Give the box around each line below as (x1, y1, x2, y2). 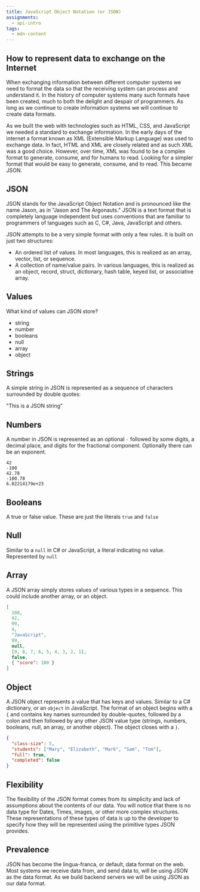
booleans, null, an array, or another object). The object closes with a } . (6, 723, 180, 731)
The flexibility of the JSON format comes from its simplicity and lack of (6, 795, 180, 803)
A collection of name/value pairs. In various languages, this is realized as (14, 262, 194, 269)
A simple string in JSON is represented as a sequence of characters (6, 385, 173, 392)
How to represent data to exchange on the (6, 53, 166, 64)
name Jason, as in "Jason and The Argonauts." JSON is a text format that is (6, 206, 192, 214)
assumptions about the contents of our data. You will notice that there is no (6, 802, 191, 809)
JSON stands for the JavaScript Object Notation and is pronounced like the (6, 200, 191, 207)
